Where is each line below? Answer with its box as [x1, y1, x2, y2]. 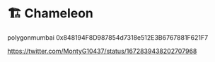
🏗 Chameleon [7, 6, 94, 22]
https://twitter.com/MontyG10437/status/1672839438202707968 [7, 47, 197, 55]
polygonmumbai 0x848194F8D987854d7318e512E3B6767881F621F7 [7, 33, 209, 42]
